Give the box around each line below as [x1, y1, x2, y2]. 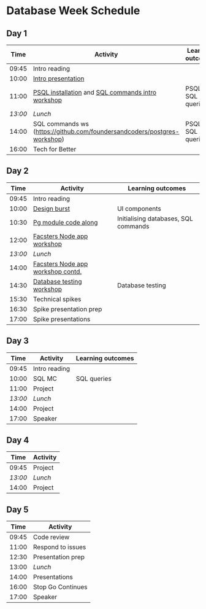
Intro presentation [32, 74, 85, 83]
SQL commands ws [32, 120, 89, 128]
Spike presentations [32, 314, 91, 323]
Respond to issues [32, 543, 86, 551]
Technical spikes [32, 295, 82, 303]
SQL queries [75, 374, 112, 382]
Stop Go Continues [32, 583, 88, 591]
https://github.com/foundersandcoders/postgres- [36, 127, 180, 136]
